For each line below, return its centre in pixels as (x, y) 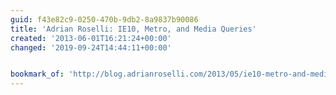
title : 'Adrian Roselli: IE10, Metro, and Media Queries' (133, 29)
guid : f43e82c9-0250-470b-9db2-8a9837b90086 (104, 19)
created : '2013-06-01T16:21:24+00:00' (91, 38)
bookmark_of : (37, 74)
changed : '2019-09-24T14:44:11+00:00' (91, 47)
